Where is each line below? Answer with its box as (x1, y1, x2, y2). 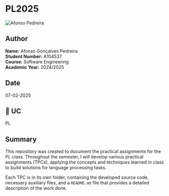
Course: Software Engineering (5, 59, 69, 65)
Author (5, 34, 28, 43)
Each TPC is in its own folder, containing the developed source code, (5, 174, 149, 180)
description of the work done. (5, 185, 67, 191)
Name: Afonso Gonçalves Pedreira (5, 48, 78, 54)
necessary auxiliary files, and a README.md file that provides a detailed (5, 180, 149, 186)
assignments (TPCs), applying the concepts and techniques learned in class (5, 159, 164, 165)
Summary (5, 135, 37, 143)
